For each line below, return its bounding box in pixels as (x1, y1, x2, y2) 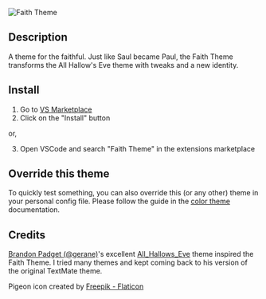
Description (8, 30, 68, 44)
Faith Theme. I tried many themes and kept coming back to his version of (8, 258, 248, 267)
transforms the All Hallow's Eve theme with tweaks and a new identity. (8, 60, 239, 69)
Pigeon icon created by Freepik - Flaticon (8, 281, 144, 291)
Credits (8, 228, 46, 242)
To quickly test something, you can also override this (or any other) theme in (8, 188, 259, 198)
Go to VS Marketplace (19, 104, 93, 114)
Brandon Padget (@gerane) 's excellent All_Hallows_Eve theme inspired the (8, 250, 254, 259)
